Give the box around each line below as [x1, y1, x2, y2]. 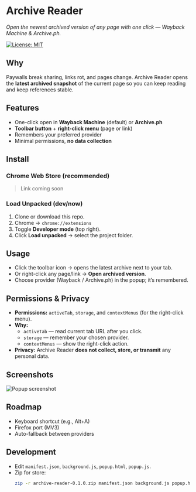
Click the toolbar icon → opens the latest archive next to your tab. [14, 264, 173, 271]
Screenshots [6, 370, 54, 380]
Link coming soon [20, 185, 64, 192]
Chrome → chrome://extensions [14, 219, 92, 226]
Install [6, 154, 29, 164]
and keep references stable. [6, 86, 74, 93]
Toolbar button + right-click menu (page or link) [14, 125, 133, 132]
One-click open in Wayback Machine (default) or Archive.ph [14, 118, 163, 125]
